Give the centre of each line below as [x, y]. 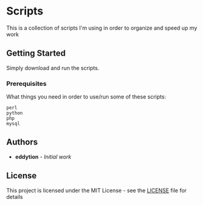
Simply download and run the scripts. [53, 68]
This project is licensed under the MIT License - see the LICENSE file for [96, 190]
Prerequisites [26, 83]
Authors [22, 142]
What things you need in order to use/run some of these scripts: [86, 97]
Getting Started [36, 54]
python [15, 113]
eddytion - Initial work [43, 157]
